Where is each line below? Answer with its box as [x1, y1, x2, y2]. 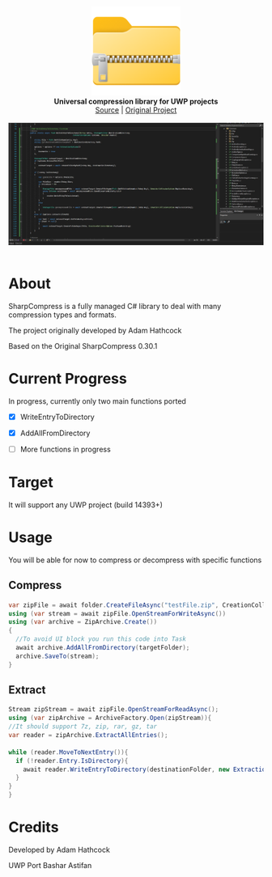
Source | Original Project [95, 105, 177, 115]
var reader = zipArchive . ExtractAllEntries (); [8, 731, 168, 739]
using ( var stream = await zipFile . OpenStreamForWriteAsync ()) [8, 609, 227, 617]
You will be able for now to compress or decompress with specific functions [8, 555, 262, 565]
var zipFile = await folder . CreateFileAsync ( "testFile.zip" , [8, 601, 219, 609]
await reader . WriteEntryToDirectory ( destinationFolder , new [23, 765, 230, 773]
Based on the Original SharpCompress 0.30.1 [8, 341, 158, 350]
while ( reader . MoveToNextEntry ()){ [8, 748, 129, 756]
